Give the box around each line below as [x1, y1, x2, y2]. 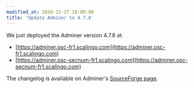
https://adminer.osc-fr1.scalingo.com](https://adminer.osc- [17, 43, 166, 51]
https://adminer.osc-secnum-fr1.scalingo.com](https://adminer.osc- [17, 56, 188, 64]
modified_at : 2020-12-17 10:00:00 [6, 9, 95, 15]
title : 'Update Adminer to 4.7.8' [6, 15, 95, 21]
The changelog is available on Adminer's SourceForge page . [6, 75, 159, 82]
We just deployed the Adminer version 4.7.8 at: [6, 31, 124, 38]
